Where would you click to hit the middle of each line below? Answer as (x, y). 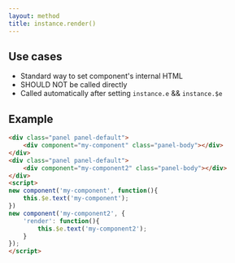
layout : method (34, 16)
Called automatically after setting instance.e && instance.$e (121, 94)
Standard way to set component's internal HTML (101, 76)
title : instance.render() (52, 24)
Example (31, 119)
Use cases (35, 57)
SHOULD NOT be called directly (74, 85)
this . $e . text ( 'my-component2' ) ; (93, 229)
